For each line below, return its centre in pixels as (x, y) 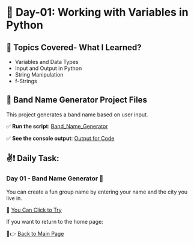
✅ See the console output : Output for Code (60, 138)
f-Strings (26, 81)
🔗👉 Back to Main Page (35, 233)
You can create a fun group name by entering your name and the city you (97, 192)
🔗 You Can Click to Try (34, 210)
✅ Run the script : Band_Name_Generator (57, 126)
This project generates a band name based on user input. (77, 115)
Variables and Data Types (47, 62)
